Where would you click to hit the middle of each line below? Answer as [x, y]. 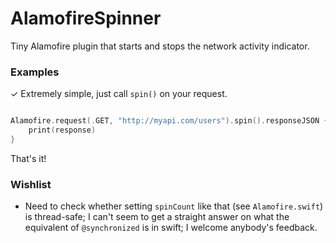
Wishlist [31, 184]
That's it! [28, 158]
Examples [35, 72]
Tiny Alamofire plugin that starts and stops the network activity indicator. [160, 46]
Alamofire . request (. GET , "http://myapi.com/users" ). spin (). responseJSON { [169, 121]
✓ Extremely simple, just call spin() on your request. [119, 94]
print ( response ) [62, 130]
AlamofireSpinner [86, 18]
